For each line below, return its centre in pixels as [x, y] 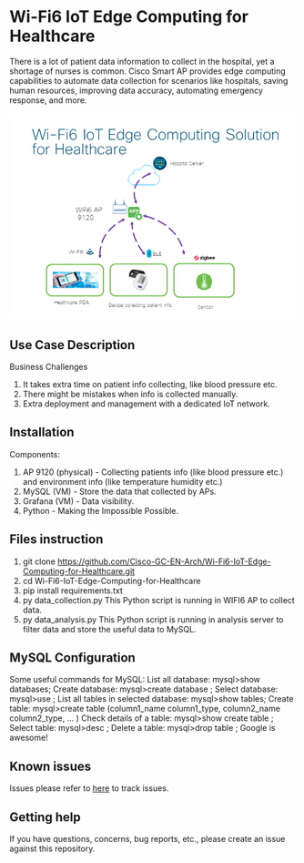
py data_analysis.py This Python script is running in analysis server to [153, 619]
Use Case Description [72, 345]
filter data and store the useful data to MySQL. [110, 629]
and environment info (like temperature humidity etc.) [122, 481]
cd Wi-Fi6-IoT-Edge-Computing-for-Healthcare [111, 580]
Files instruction [56, 539]
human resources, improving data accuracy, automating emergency [137, 90]
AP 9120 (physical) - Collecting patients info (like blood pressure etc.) [153, 472]
